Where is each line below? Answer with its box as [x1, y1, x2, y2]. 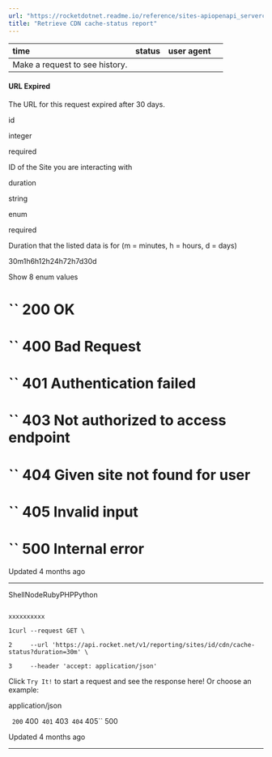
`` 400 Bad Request [8, 338, 142, 356]
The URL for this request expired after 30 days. [8, 99, 166, 109]
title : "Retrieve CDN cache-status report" [8, 19, 158, 28]
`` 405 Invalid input [8, 503, 139, 521]
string [8, 194, 28, 203]
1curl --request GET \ [8, 627, 85, 635]
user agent [168, 45, 211, 57]
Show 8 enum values [8, 272, 79, 282]
